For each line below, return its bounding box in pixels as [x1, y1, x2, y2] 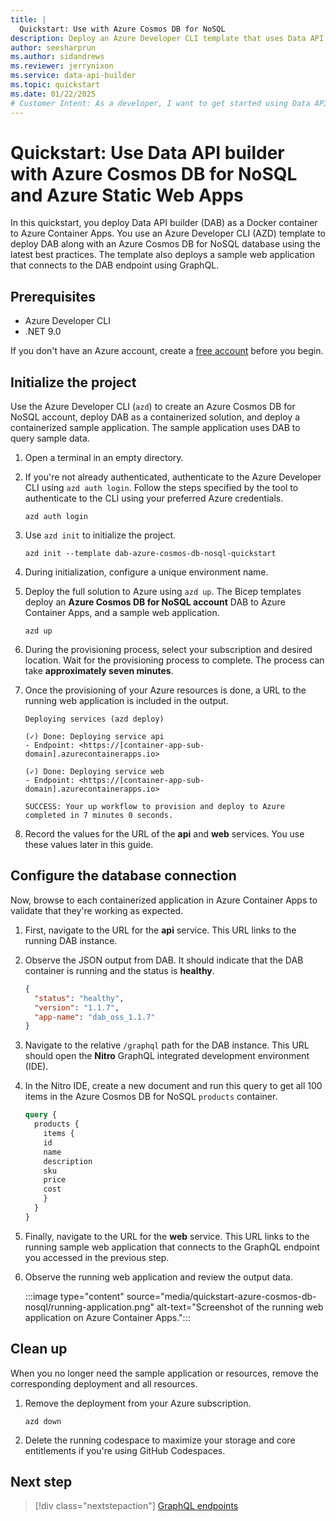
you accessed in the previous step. [24, 1251, 170, 1263]
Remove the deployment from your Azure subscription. [24, 1397, 252, 1409]
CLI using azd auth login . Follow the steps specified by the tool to [24, 482, 299, 494]
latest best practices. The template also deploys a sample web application [10, 249, 315, 261]
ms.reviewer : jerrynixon [10, 61, 114, 71]
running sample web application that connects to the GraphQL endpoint [24, 1241, 320, 1253]
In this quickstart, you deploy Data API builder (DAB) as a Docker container [10, 217, 318, 229]
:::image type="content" [24, 1290, 125, 1302]
